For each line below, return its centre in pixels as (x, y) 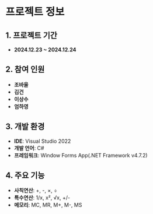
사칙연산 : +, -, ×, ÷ (36, 191)
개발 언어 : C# (29, 148)
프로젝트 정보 (35, 12)
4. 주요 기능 (25, 176)
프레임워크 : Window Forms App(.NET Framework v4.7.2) (81, 155)
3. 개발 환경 (25, 127)
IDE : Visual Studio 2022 (42, 141)
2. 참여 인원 (25, 70)
